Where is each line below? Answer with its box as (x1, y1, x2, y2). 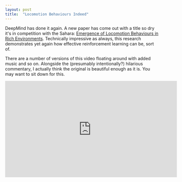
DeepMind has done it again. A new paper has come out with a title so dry (5, 25, 155, 31)
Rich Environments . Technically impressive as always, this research (5, 35, 141, 42)
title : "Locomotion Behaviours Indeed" (5, 12, 89, 17)
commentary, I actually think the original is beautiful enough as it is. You (5, 66, 151, 71)
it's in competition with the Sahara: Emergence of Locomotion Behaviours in (5, 30, 158, 36)
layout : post (5, 7, 32, 12)
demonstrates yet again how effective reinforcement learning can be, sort (5, 41, 154, 46)
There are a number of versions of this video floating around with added (5, 55, 151, 61)
